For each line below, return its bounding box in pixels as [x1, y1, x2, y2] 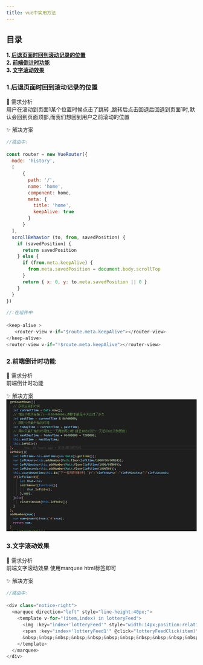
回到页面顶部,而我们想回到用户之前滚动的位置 [16, 113, 130, 120]
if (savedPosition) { [17, 240, 71, 247]
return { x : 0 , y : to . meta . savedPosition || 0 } [22, 278, 147, 285]
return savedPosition [22, 247, 77, 253]
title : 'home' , [33, 202, 71, 208]
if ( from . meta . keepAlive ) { [22, 260, 94, 266]
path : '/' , [28, 177, 56, 183]
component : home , [28, 190, 71, 196]
